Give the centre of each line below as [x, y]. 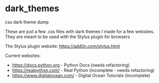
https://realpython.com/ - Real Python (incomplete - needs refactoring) [83, 70]
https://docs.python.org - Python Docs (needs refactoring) [71, 65]
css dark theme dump [27, 22]
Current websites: [23, 55]
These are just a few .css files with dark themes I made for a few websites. [80, 31]
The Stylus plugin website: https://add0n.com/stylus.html [62, 46]
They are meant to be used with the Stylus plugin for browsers [68, 37]
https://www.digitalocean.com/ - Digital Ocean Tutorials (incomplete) [81, 75]
